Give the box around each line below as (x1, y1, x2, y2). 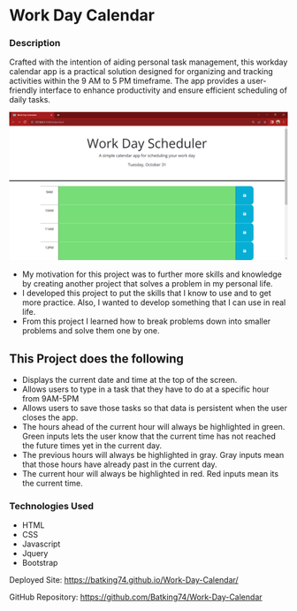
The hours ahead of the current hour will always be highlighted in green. (21, 422, 286, 432)
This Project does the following (9, 351, 184, 366)
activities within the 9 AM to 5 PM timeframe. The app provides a (9, 76, 246, 87)
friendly (9, 85, 38, 95)
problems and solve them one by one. (21, 325, 161, 336)
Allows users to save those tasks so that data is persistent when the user (21, 403, 288, 414)
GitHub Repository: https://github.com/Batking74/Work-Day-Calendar (9, 592, 263, 602)
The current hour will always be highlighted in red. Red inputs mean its (21, 469, 279, 479)
